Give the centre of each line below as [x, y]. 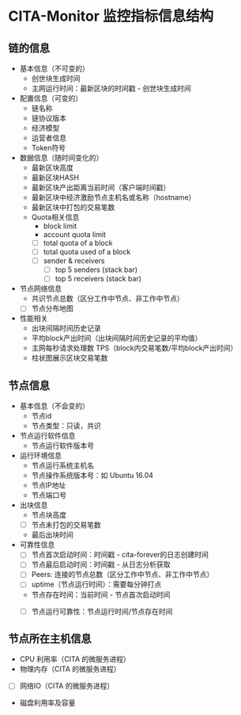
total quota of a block [78, 243]
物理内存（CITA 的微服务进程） [70, 669]
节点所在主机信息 [50, 639]
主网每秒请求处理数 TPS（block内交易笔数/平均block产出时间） [134, 348]
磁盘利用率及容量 [47, 703]
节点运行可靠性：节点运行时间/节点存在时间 [102, 611]
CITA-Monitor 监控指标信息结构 [111, 16]
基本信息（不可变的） [54, 69]
